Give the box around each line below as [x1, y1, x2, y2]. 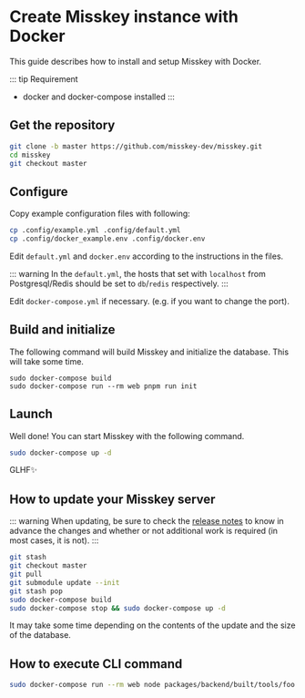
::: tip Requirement [9, 73, 79, 84]
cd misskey [9, 150, 51, 159]
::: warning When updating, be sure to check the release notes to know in [9, 516, 284, 527]
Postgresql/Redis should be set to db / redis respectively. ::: [9, 278, 229, 289]
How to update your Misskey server [9, 491, 216, 507]
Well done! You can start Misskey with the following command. [9, 430, 245, 441]
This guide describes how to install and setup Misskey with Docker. [9, 56, 262, 67]
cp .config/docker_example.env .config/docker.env [9, 234, 206, 243]
